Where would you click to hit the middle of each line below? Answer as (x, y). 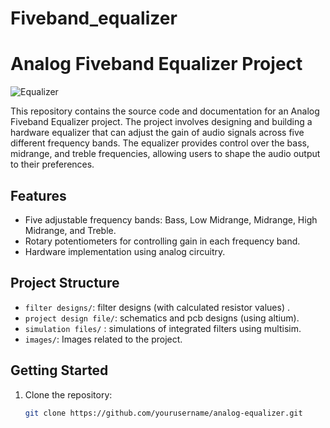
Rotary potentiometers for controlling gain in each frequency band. (162, 241)
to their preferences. (52, 164)
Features (38, 195)
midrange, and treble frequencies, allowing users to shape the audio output (165, 154)
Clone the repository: (68, 394)
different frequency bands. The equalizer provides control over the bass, (160, 143)
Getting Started (59, 370)
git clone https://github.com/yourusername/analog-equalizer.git (163, 413)
